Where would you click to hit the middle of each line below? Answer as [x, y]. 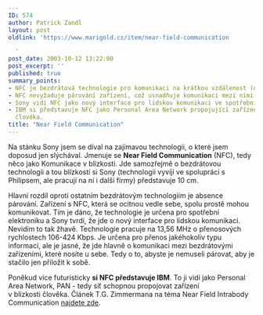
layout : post [29, 30]
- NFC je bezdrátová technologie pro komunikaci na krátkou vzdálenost [127, 88]
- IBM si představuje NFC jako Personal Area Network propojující [119, 110]
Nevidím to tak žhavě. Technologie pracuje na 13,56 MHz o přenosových [125, 229]
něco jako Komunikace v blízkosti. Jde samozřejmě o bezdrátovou [115, 163]
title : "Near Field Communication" [66, 125]
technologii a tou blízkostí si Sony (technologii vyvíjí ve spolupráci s [117, 172]
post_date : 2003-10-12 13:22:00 [61, 59]
